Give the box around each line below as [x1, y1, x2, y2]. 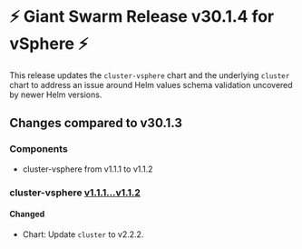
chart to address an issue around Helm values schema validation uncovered [9, 79, 293, 90]
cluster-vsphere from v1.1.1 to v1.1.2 [22, 164, 153, 174]
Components [9, 143, 68, 155]
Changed [9, 209, 45, 220]
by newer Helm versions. [9, 89, 102, 100]
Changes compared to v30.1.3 [9, 115, 183, 131]
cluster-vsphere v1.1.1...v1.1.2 [9, 186, 141, 199]
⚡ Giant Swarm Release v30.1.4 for [9, 6, 275, 27]
